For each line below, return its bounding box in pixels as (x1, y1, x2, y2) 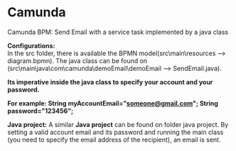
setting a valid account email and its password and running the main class (7, 128, 224, 136)
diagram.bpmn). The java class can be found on (7, 56, 148, 65)
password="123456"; (7, 106, 74, 115)
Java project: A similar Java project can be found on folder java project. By (7, 120, 229, 128)
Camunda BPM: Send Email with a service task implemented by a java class (7, 28, 229, 36)
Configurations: (7, 41, 55, 50)
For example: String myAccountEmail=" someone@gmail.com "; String (7, 99, 219, 107)
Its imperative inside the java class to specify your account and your (7, 77, 213, 86)
